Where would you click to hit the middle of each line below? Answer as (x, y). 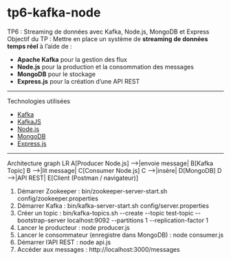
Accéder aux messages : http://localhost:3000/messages (98, 249)
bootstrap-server (41, 220)
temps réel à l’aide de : (40, 46)
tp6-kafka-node (54, 13)
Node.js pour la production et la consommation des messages (106, 67)
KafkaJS (29, 121)
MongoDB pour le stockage (56, 74)
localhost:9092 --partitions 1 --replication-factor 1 (137, 220)
